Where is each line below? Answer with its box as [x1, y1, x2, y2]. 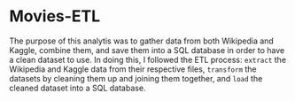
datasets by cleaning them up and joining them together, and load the [9, 73, 263, 83]
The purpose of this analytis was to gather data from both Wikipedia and [9, 35, 275, 46]
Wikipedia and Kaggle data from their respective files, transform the [9, 64, 257, 74]
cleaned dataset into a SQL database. [9, 82, 146, 93]
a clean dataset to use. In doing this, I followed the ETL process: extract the [9, 54, 286, 65]
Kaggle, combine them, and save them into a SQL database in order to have [9, 44, 285, 55]
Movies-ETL [9, 6, 101, 27]
